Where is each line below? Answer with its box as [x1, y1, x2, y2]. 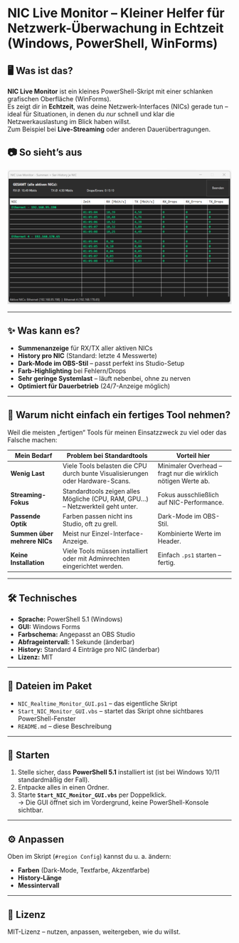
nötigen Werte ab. [157, 476, 210, 486]
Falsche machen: [7, 435, 58, 444]
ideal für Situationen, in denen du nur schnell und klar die [7, 110, 175, 118]
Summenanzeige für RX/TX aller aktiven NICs [17, 344, 153, 352]
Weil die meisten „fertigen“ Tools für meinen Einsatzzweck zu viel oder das [7, 428, 227, 437]
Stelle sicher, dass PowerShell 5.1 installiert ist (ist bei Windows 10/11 [17, 768, 220, 777]
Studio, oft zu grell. [63, 519, 118, 528]
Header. [157, 537, 181, 546]
